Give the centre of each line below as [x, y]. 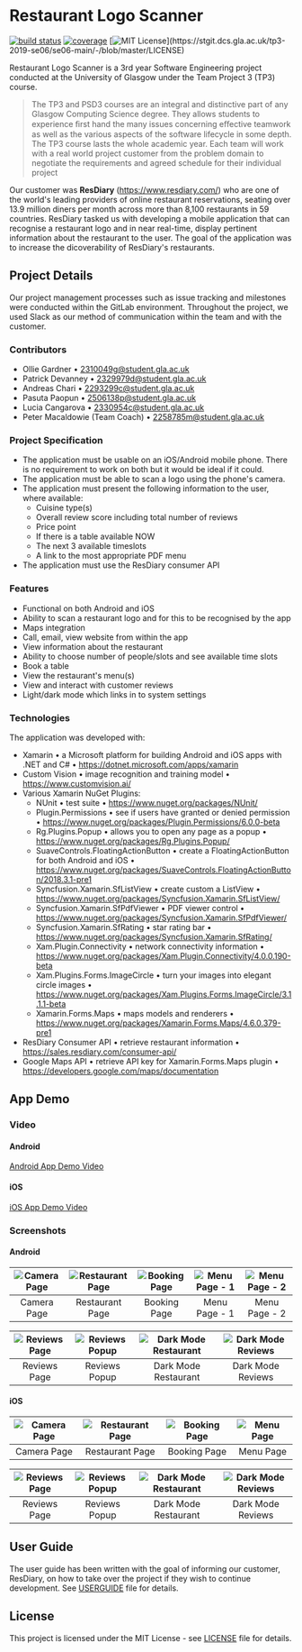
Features [29, 589]
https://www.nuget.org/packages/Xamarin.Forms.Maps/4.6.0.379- [158, 1023]
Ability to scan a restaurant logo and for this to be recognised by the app [157, 617]
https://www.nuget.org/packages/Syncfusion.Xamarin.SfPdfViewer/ [161, 917]
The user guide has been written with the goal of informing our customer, [145, 1568]
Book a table [45, 666]
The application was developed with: [77, 737]
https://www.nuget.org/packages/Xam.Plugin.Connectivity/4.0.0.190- [163, 955]
